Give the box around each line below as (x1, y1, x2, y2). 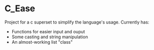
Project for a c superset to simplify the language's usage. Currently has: (4, 19, 150, 25)
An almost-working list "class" (11, 39, 73, 45)
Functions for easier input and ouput (11, 28, 85, 34)
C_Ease (4, 3, 35, 14)
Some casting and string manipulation (11, 34, 88, 40)
